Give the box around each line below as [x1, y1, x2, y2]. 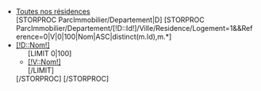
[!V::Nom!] [27, 57, 61, 66]
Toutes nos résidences [15, 7, 90, 16]
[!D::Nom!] [15, 40, 50, 50]
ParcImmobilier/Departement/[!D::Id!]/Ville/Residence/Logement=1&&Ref [15, 24, 253, 32]
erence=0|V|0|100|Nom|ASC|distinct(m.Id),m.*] [15, 32, 172, 41]
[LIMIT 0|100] [27, 49, 72, 58]
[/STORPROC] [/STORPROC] [15, 74, 109, 83]
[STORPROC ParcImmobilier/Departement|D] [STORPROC [15, 15, 205, 25]
